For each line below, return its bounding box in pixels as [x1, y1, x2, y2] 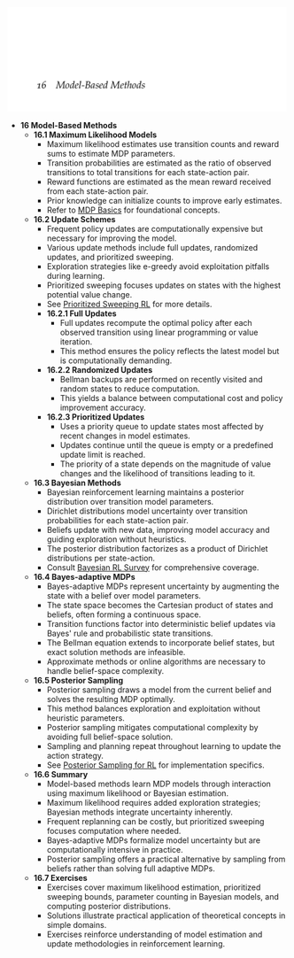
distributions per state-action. [46, 552, 156, 563]
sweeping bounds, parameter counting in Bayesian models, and [46, 891, 280, 901]
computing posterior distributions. [46, 900, 171, 911]
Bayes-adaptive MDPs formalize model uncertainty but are [46, 835, 261, 846]
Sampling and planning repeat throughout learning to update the [46, 740, 282, 751]
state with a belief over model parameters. [46, 590, 202, 600]
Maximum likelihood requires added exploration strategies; [46, 797, 261, 807]
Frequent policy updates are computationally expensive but [46, 223, 264, 234]
